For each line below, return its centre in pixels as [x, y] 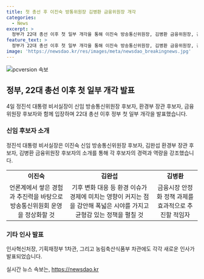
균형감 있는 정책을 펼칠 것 [109, 215]
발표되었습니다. [24, 257]
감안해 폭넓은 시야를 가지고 [113, 206]
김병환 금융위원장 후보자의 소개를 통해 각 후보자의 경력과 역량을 [93, 153]
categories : [21, 18]
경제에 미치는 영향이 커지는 [106, 197]
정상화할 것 [40, 215]
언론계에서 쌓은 [30, 187]
